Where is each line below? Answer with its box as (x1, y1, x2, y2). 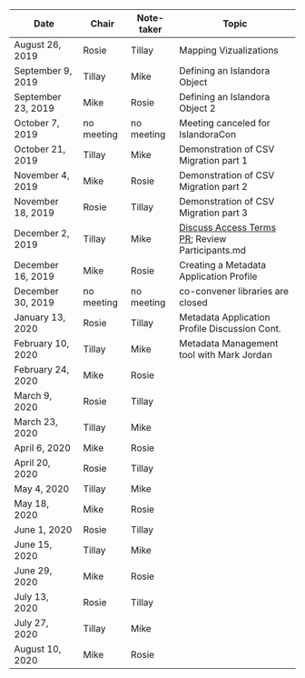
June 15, (14, 538, 53, 551)
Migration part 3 (178, 206, 248, 219)
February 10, (14, 337, 70, 349)
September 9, (14, 65, 73, 76)
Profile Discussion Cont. (178, 323, 281, 334)
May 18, (14, 497, 50, 510)
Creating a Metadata (178, 259, 266, 271)
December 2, (14, 227, 70, 239)
